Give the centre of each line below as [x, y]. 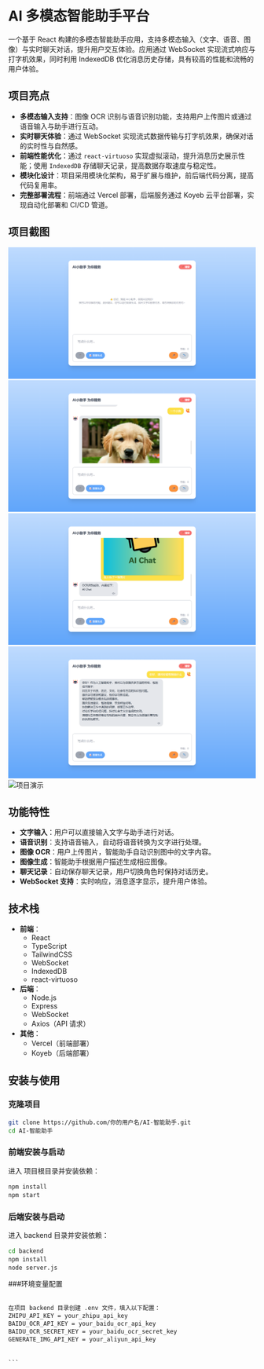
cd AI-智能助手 [31, 1131]
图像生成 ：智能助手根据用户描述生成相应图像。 [95, 862]
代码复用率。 [40, 185]
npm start [24, 1195]
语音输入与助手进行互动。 [61, 126]
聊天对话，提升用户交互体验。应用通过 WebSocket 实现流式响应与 [149, 49]
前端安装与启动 [37, 1152]
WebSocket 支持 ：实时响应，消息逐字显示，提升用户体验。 [115, 881]
